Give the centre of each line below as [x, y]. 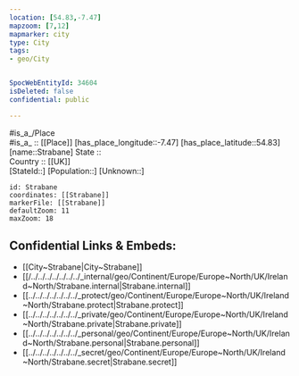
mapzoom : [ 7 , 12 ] [39, 26]
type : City [29, 42]
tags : [19, 51]
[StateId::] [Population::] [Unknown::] [77, 171]
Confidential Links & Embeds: [93, 246]
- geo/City [29, 59]
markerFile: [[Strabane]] [57, 203]
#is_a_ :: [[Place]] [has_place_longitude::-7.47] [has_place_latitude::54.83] [145, 142]
